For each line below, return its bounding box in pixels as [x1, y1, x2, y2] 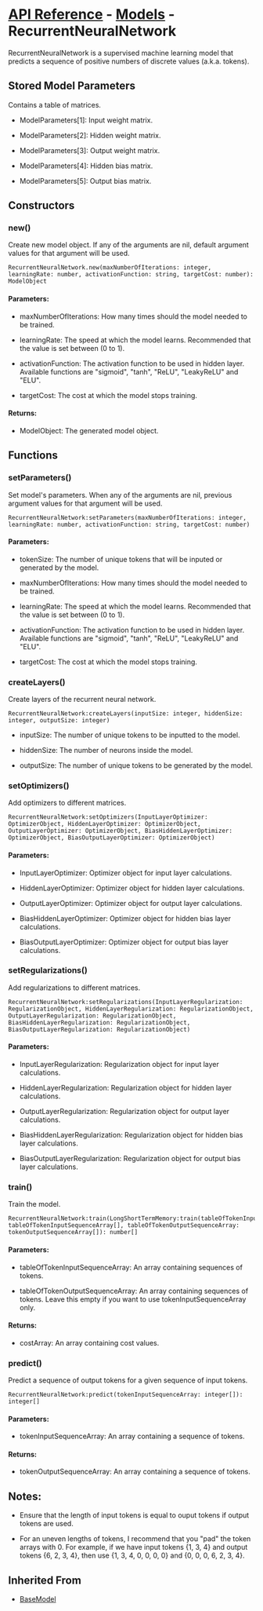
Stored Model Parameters [8, 79, 135, 93]
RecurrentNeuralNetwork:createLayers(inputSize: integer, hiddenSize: [8, 710, 243, 718]
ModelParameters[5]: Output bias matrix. [19, 176, 152, 185]
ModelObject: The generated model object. [19, 426, 159, 435]
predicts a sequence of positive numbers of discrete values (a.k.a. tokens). [8, 57, 250, 66]
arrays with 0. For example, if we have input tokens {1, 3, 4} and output [19, 1543, 248, 1552]
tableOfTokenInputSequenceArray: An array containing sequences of [19, 1262, 243, 1272]
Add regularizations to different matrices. [8, 983, 141, 992]
